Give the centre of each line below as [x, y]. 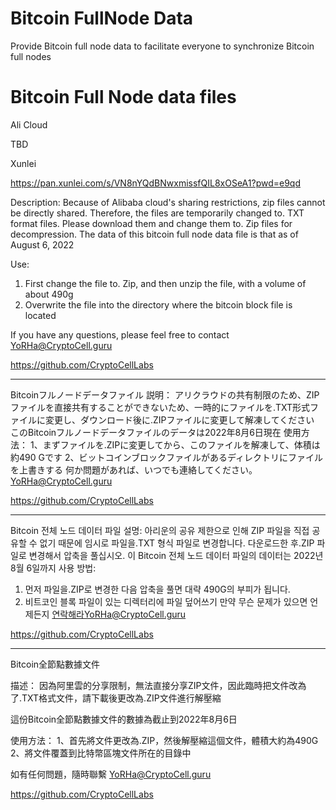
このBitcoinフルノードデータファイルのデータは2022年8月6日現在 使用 [156, 432]
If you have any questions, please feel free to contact [120, 334]
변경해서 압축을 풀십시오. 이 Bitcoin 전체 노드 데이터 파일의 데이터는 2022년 [176, 555]
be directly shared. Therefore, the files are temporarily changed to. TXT [157, 213]
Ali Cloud [29, 124]
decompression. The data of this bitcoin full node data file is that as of [154, 234]
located [40, 315]
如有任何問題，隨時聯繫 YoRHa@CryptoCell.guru [111, 774]
